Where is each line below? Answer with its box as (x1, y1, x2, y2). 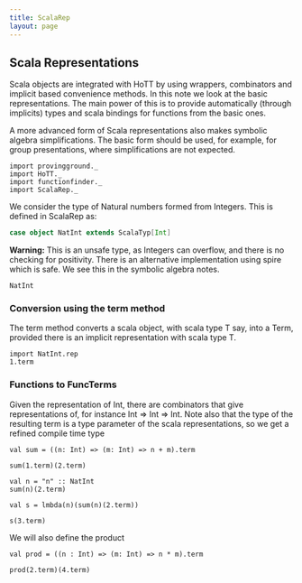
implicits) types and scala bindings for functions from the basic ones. (9, 107, 267, 118)
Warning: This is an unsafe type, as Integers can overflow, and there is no (9, 245, 285, 255)
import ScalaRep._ (9, 186, 78, 195)
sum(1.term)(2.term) (9, 461, 87, 470)
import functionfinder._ (9, 178, 103, 187)
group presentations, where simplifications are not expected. (9, 144, 236, 155)
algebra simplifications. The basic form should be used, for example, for (9, 134, 277, 145)
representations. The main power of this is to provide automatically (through (9, 98, 292, 109)
